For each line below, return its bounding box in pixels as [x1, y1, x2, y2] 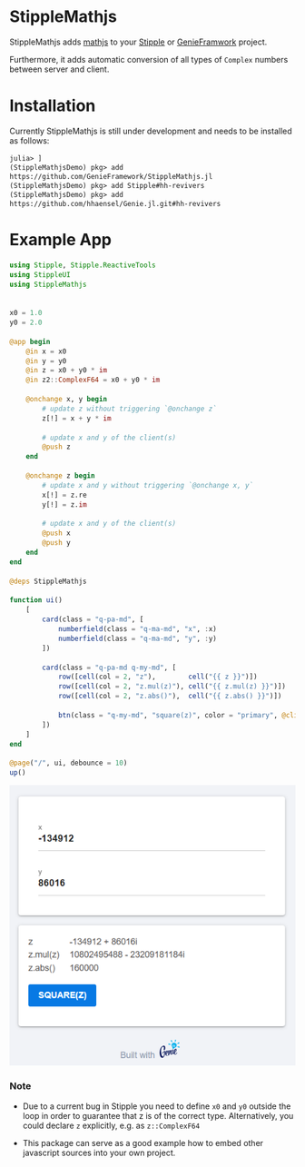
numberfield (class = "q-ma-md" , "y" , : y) [57, 634, 218, 643]
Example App [9, 230, 112, 251]
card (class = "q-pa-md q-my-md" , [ [42, 663, 177, 672]
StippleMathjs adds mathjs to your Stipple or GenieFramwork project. [9, 36, 268, 47]
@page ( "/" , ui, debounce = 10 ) [9, 758, 128, 768]
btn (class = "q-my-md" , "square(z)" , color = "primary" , [57, 710, 279, 719]
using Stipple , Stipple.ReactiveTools [9, 261, 156, 270]
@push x [42, 529, 71, 538]
